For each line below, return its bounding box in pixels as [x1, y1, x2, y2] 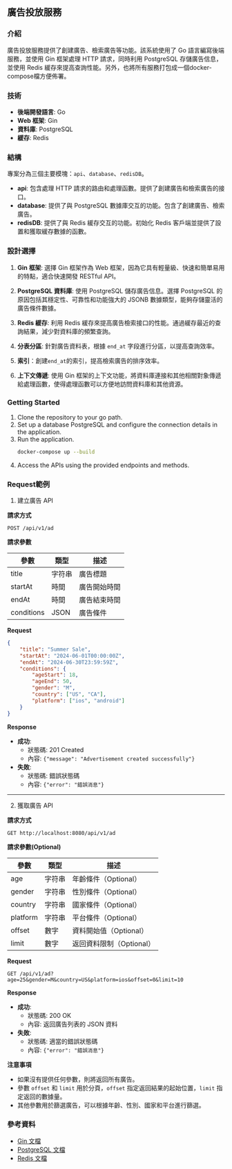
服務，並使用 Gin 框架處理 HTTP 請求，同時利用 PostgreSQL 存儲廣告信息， [7, 55, 222, 63]
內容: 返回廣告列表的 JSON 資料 [27, 1020, 118, 1028]
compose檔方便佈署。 [7, 72, 70, 80]
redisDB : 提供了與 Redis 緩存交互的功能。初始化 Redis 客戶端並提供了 [17, 219, 215, 227]
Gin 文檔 [17, 1137, 41, 1145]
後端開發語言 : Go [17, 108, 66, 116]
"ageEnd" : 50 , [32, 678, 72, 685]
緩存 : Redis [17, 133, 50, 141]
